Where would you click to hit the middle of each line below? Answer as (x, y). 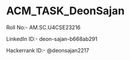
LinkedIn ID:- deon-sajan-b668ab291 (52, 39)
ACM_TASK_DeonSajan (65, 11)
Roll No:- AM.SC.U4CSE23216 (43, 27)
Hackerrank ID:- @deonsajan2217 (48, 50)
